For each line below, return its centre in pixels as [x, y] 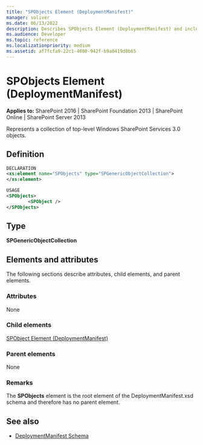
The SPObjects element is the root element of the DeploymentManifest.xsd [100, 396]
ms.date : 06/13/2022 [32, 23]
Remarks [20, 383]
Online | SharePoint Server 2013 [46, 117]
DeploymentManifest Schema [52, 436]
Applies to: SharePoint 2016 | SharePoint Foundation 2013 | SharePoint [95, 111]
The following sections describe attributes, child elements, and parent [93, 274]
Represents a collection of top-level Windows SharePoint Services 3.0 [93, 129]
